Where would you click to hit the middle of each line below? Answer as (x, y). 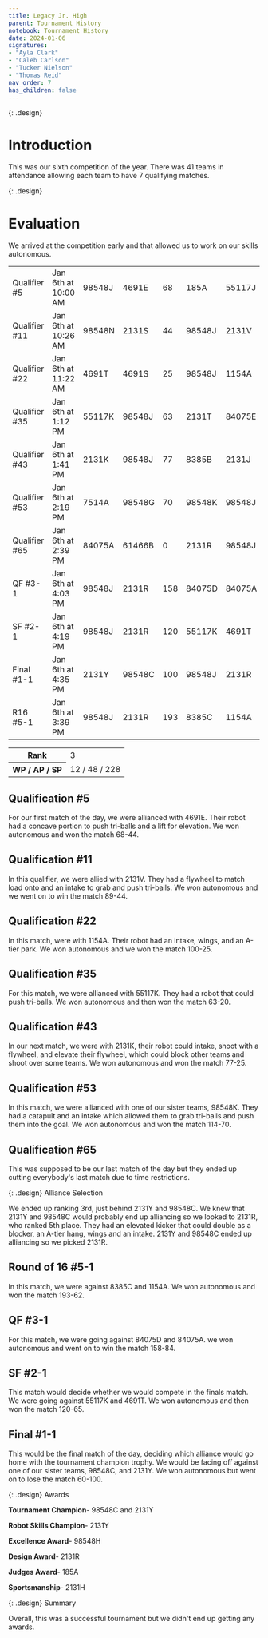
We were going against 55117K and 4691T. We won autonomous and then (129, 1401)
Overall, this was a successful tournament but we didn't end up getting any (132, 1619)
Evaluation (44, 223)
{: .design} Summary (42, 1603)
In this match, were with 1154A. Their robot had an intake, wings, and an (126, 940)
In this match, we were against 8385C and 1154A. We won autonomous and (132, 1286)
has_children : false (43, 90)
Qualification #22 (53, 921)
